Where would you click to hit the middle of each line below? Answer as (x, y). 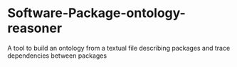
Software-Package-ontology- (97, 13)
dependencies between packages (57, 56)
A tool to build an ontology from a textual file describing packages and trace (119, 48)
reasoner (35, 28)
